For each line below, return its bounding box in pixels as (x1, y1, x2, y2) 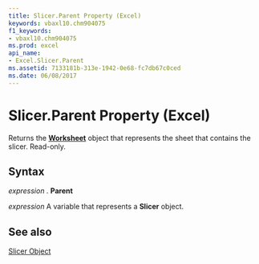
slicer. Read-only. (8, 142, 67, 151)
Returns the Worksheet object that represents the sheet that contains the (8, 133, 251, 142)
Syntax (8, 164, 45, 178)
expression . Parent (8, 186, 74, 196)
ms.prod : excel (8, 42, 59, 50)
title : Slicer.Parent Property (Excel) (8, 11, 142, 20)
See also (8, 225, 52, 238)
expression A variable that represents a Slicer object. (8, 202, 184, 212)
